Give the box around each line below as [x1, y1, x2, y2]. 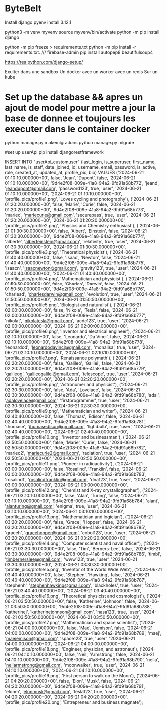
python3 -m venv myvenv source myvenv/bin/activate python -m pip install [5, 29, 160, 35]
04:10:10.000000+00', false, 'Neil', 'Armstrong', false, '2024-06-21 [18, 651, 155, 657]
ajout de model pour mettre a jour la [5, 102, 156, 114]
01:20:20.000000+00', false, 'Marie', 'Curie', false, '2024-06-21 [5, 201, 136, 207]
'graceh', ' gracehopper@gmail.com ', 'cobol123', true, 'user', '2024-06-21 [5, 529, 155, 536]
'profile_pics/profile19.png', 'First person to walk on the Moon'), [5, 672, 136, 678]
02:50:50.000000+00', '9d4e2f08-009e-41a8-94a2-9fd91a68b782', [5, 444, 146, 451]
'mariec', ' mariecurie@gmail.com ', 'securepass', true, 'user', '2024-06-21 [5, 212, 156, 218]
